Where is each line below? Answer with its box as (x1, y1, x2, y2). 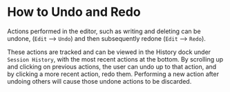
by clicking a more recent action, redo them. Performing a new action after (7, 70, 220, 78)
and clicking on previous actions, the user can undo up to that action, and (7, 62, 217, 71)
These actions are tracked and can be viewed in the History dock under (7, 48, 211, 56)
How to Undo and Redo (7, 4, 141, 20)
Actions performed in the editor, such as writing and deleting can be (7, 27, 202, 35)
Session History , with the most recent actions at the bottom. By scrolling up (7, 55, 224, 63)
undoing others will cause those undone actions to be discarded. (7, 77, 192, 85)
